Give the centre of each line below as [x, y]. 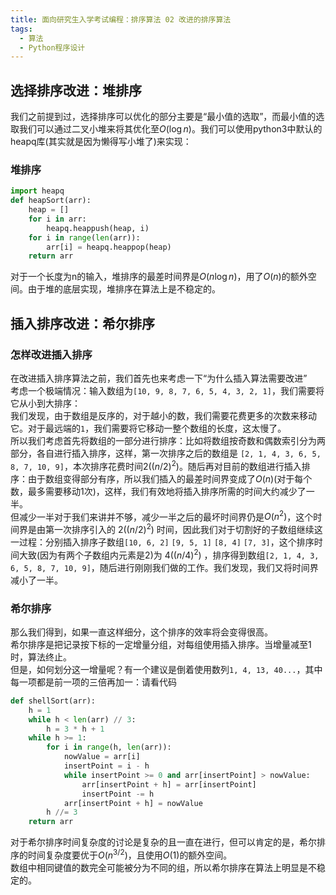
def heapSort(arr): [51, 201]
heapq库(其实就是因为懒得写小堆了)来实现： [101, 142]
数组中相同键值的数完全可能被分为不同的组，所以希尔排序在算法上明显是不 [163, 867]
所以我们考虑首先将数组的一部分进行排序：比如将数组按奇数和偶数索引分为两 [168, 441]
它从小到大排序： [45, 403]
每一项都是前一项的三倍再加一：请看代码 [93, 682]
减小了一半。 [36, 580]
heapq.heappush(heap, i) [98, 228]
